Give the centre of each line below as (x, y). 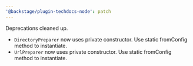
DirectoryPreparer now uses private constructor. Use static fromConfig (101, 39)
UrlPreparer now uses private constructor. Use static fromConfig (93, 52)
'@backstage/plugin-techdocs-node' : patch (58, 11)
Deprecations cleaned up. (37, 28)
